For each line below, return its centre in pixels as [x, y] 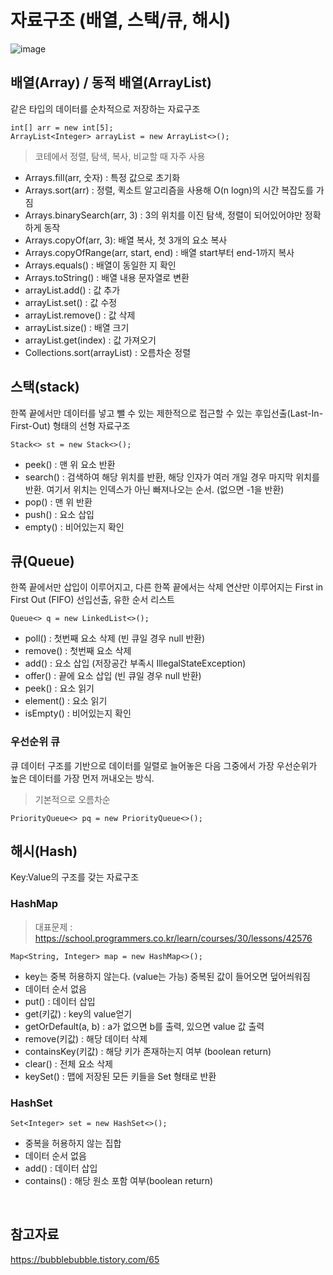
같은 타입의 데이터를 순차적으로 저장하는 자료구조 [105, 108]
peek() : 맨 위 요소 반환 [70, 464]
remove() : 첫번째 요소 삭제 [78, 651]
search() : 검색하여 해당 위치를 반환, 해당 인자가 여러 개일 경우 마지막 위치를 [172, 477]
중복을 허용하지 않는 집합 [73, 1143]
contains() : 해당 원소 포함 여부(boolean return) [119, 1181]
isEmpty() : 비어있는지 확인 [78, 713]
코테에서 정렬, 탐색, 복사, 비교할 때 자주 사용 [120, 156]
